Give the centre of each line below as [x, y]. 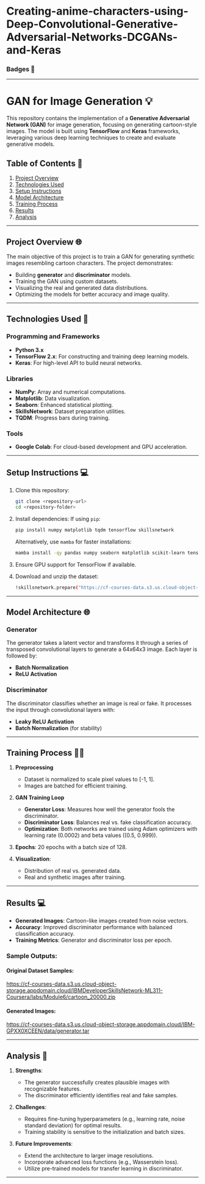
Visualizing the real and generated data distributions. [81, 288]
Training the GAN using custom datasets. [67, 281]
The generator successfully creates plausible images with [97, 1082]
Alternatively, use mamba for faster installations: [73, 542]
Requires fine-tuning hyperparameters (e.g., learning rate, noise [105, 1119]
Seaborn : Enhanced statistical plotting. [64, 405]
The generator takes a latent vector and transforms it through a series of [97, 643]
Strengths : [29, 1071]
